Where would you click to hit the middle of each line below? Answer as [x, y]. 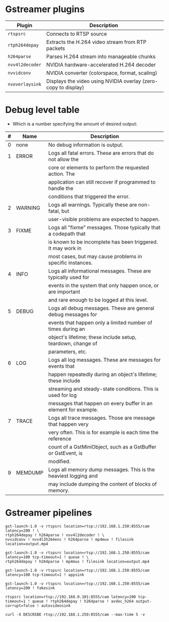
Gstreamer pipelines [49, 513]
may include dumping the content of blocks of [103, 484]
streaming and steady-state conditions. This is [104, 388]
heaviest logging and [73, 476]
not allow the [64, 159]
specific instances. [71, 262]
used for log [63, 395]
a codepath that [67, 234]
